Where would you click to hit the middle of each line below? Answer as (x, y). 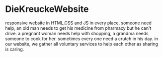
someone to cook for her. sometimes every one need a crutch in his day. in (81, 39)
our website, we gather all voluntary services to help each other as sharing (81, 44)
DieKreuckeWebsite (47, 9)
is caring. (15, 49)
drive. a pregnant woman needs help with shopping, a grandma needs (77, 33)
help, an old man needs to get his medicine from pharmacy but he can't (78, 28)
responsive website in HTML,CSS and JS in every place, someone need (78, 23)
